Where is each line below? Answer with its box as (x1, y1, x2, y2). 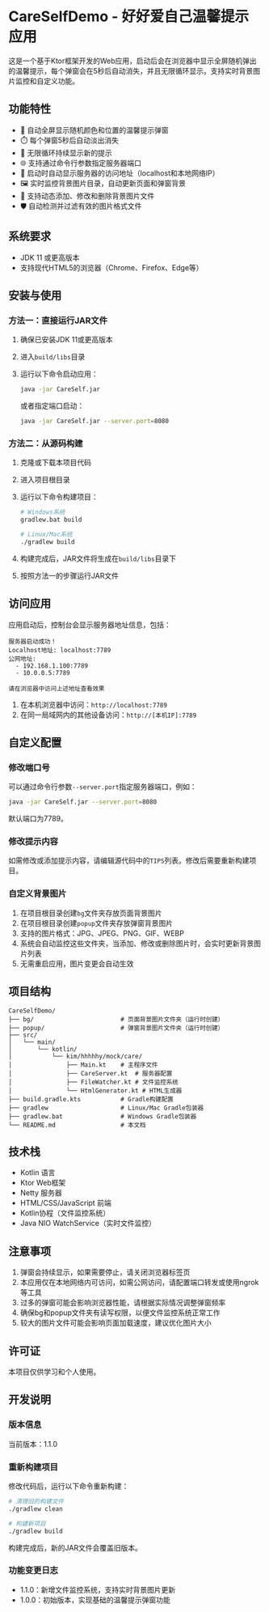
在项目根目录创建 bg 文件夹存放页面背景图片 (19, 908, 163, 918)
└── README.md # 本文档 (8, 1121, 146, 1129)
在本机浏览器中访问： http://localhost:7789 (19, 699, 168, 709)
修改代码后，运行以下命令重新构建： (8, 1482, 129, 1491)
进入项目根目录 (19, 475, 70, 485)
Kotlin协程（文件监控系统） (19, 1208, 111, 1218)
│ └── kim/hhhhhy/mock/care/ (8, 1052, 143, 1060)
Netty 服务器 (19, 1188, 62, 1198)
